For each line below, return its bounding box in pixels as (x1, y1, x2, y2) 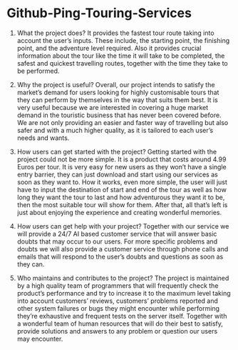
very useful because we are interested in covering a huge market (16, 103, 209, 111)
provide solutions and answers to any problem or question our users (16, 326, 218, 335)
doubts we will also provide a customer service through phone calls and (16, 244, 229, 253)
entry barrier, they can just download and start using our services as (16, 170, 218, 179)
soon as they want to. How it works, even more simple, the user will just (16, 177, 227, 186)
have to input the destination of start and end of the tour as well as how (16, 185, 227, 194)
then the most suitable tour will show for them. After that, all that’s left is (16, 200, 228, 209)
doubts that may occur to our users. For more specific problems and (16, 237, 218, 246)
